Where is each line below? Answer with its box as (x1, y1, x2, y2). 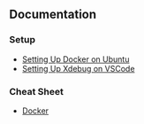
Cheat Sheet (9, 85, 64, 97)
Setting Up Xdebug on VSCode (21, 63, 135, 74)
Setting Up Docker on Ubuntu (21, 53, 130, 65)
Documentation (9, 7, 97, 22)
